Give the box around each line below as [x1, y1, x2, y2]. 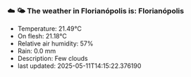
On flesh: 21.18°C [17, 32, 67, 41]
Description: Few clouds [17, 55, 88, 63]
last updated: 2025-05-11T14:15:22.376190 [17, 62, 142, 70]
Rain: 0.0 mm [17, 47, 56, 55]
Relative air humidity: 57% [17, 39, 94, 48]
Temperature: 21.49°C [17, 24, 82, 33]
